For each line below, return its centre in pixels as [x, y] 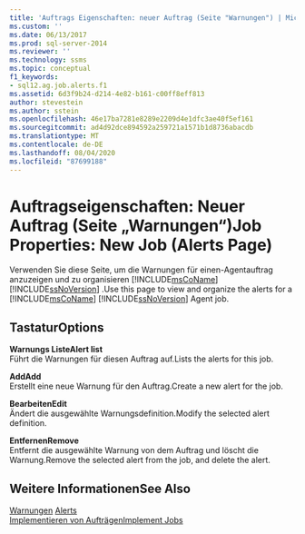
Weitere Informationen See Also [100, 488]
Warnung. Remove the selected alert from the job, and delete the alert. [140, 460]
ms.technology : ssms [49, 60]
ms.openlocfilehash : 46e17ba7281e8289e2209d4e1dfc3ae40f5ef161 [132, 119]
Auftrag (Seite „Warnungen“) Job [136, 226]
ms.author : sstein [44, 111]
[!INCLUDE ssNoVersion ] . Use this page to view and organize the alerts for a [151, 289]
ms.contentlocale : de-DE [56, 144]
